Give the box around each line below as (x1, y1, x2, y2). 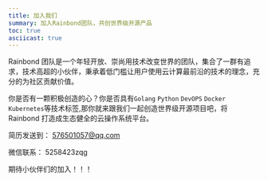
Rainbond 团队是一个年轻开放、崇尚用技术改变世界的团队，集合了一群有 (8, 57, 245, 66)
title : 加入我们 (8, 11, 57, 20)
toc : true (8, 26, 41, 34)
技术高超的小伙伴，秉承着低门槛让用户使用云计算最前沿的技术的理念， (22, 67, 253, 77)
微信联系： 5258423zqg (8, 148, 88, 157)
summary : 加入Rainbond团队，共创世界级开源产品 (8, 19, 153, 27)
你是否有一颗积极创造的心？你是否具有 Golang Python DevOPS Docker (8, 93, 226, 104)
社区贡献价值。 (29, 77, 78, 86)
